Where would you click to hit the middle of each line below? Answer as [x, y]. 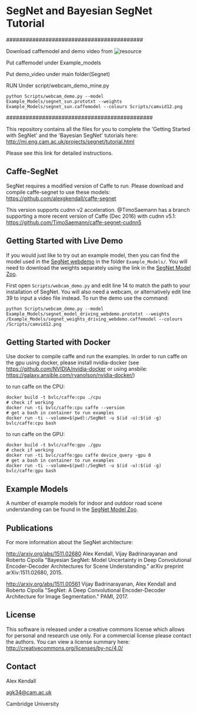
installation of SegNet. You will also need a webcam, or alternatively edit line [98, 292]
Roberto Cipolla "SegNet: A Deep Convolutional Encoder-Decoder [86, 590]
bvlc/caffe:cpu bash [31, 423]
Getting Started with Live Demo [65, 241]
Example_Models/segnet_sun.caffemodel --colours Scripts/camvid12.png [94, 107]
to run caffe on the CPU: [36, 387]
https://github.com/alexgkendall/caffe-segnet [61, 198]
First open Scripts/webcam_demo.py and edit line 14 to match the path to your [98, 285]
